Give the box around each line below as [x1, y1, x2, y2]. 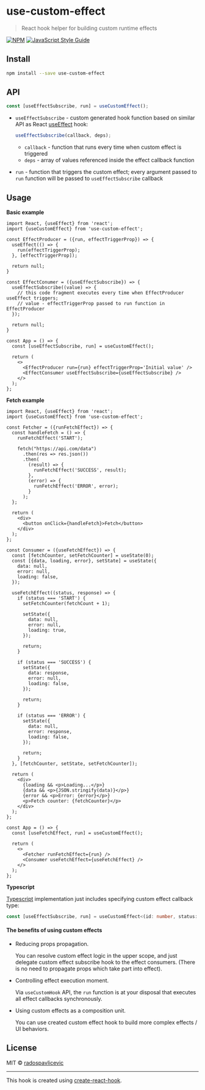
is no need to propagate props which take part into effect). [15, 965, 163, 972]
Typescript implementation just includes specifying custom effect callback [6, 895, 193, 902]
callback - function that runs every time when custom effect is [24, 143, 182, 151]
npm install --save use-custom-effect [6, 70, 105, 76]
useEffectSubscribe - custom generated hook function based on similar [15, 114, 195, 121]
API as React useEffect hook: [15, 121, 88, 128]
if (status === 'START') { [17, 595, 86, 601]
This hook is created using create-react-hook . [6, 1077, 122, 1084]
